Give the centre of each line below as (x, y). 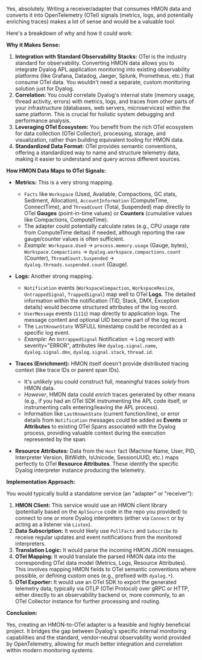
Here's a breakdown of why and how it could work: (69, 33)
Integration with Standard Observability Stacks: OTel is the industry (101, 56)
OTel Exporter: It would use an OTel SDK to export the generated (96, 582)
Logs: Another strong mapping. (54, 276)
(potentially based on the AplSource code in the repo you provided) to (101, 511)
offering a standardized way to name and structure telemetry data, (97, 152)
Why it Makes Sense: (33, 45)
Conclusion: (22, 613)
